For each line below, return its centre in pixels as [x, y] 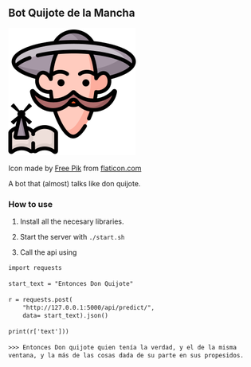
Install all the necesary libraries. [72, 221]
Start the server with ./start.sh [72, 237]
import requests [35, 268]
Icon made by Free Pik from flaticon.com [75, 168]
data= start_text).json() [66, 316]
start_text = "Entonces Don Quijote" [71, 284]
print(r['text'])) [39, 332]
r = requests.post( [41, 300]
